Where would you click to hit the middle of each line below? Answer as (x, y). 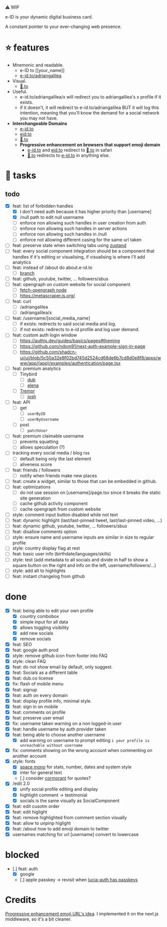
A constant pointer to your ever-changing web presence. (64, 26)
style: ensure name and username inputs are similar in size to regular (83, 537)
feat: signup (25, 689)
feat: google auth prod (35, 650)
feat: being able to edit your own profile (53, 610)
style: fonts (24, 761)
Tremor (27, 391)
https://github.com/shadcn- (48, 352)
